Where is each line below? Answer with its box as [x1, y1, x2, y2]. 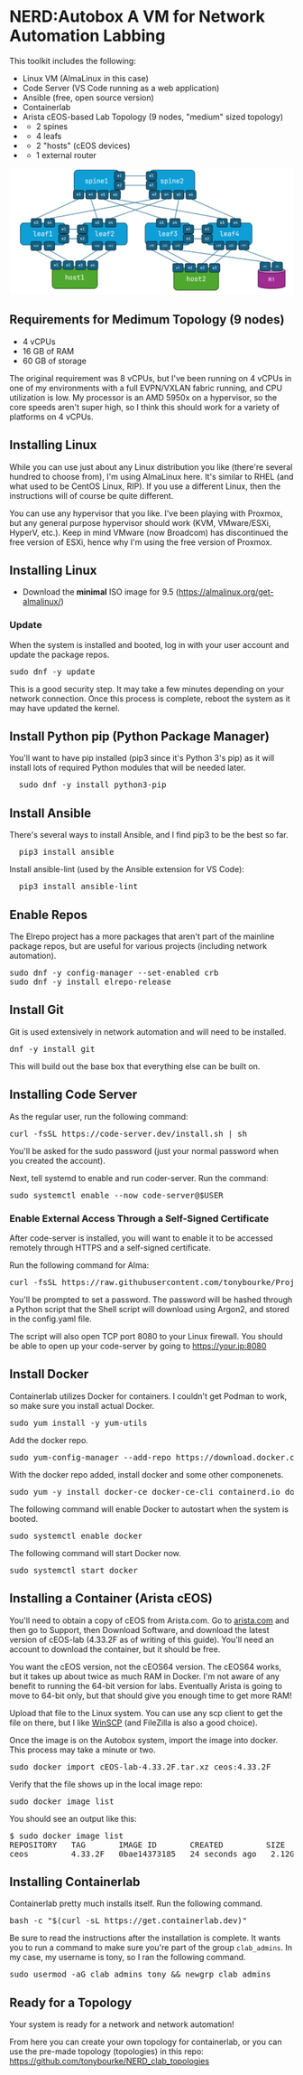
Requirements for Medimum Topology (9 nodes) [9, 312, 286, 327]
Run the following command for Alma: [9, 1259, 150, 1271]
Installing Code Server [9, 1087, 138, 1103]
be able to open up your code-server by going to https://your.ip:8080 [9, 1340, 267, 1351]
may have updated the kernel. [9, 702, 120, 713]
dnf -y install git [9, 1044, 96, 1054]
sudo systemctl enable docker [9, 1530, 143, 1541]
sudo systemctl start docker [9, 1565, 138, 1575]
